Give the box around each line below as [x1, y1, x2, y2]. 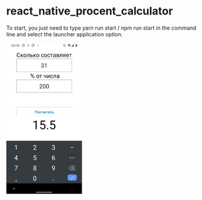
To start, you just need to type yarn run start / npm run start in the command [6, 24, 197, 31]
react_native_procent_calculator [6, 4, 174, 18]
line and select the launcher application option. [6, 30, 123, 37]
